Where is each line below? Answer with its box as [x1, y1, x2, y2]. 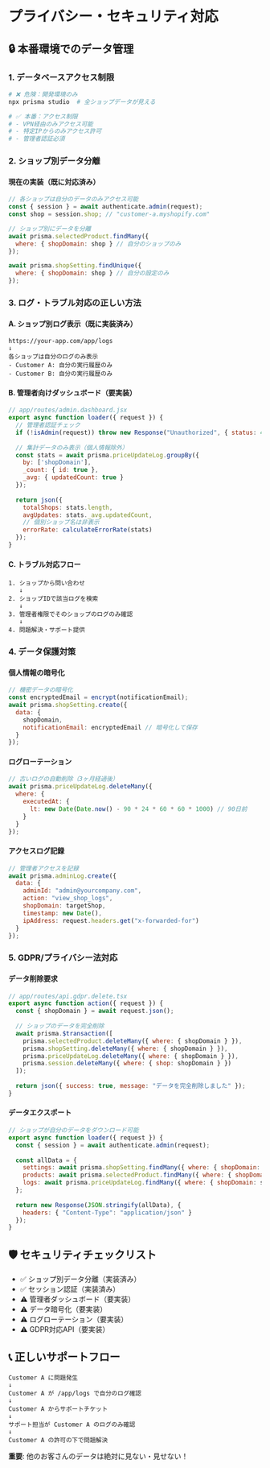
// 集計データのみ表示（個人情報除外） [15, 444, 129, 452]
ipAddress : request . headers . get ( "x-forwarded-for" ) [22, 916, 199, 924]
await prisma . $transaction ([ [15, 1029, 113, 1037]
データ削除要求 [8, 974, 58, 983]
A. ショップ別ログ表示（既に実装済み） [8, 319, 138, 329]
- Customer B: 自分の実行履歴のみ [8, 370, 113, 378]
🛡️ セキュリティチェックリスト [8, 1247, 157, 1261]
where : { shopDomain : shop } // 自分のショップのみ [15, 239, 182, 248]
